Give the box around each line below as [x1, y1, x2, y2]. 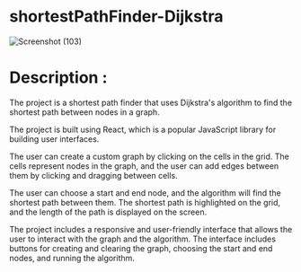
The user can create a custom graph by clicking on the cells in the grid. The [9, 151, 289, 162]
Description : [9, 67, 108, 88]
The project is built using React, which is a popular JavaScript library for [9, 124, 277, 135]
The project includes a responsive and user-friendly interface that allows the [9, 224, 293, 234]
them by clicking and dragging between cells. [9, 170, 178, 180]
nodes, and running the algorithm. [9, 252, 135, 263]
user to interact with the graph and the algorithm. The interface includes [9, 233, 277, 244]
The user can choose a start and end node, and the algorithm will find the [9, 187, 281, 198]
